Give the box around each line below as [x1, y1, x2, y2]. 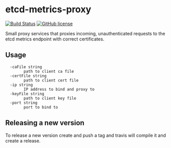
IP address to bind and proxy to [23, 87, 95, 92]
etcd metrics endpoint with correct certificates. [5, 36, 105, 42]
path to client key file [23, 96, 77, 101]
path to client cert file [23, 78, 79, 83]
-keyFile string [10, 91, 44, 96]
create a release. [5, 137, 41, 144]
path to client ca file [23, 69, 74, 74]
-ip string [10, 82, 33, 88]
